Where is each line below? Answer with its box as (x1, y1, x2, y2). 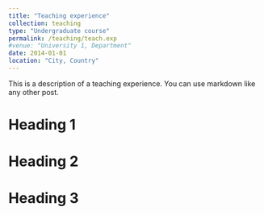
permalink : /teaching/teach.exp (8, 34, 117, 43)
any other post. (8, 87, 59, 97)
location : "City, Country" (8, 57, 99, 65)
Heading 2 (8, 152, 79, 171)
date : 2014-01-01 (8, 49, 67, 57)
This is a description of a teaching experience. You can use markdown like (8, 78, 256, 89)
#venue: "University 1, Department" (8, 42, 132, 50)
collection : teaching (8, 19, 82, 27)
